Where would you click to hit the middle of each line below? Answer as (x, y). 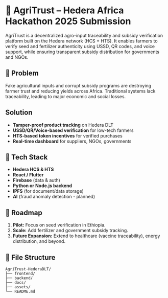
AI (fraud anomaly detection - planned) (54, 197)
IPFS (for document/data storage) (48, 191)
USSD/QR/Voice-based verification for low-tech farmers (73, 130)
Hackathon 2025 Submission (68, 21)
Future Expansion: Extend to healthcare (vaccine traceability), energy (86, 236)
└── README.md (20, 291)
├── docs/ (16, 283)
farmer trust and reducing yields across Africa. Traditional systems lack (80, 91)
